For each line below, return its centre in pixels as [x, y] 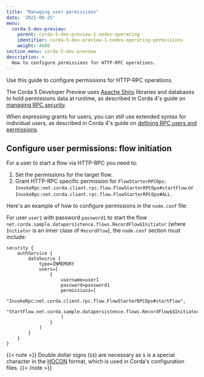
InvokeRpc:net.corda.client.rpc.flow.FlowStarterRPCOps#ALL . [93, 194]
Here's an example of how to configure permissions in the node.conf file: [97, 206]
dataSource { [45, 259]
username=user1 [80, 280]
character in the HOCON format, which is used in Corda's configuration [95, 361]
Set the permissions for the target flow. [64, 175]
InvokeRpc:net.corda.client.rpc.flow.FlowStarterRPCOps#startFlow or [104, 188]
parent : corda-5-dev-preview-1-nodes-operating [78, 35]
